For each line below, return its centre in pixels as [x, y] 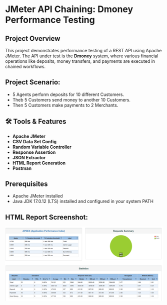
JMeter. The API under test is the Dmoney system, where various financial [82, 56]
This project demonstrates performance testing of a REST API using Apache [83, 50]
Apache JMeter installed [38, 196]
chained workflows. [25, 67]
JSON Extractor [29, 157]
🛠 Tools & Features [36, 122]
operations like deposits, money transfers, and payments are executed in [80, 61]
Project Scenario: [33, 82]
